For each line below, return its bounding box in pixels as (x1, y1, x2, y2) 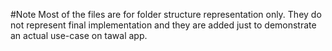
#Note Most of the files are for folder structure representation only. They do (10, 9, 322, 20)
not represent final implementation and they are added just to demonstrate (10, 19, 317, 31)
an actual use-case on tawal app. (10, 30, 148, 41)
